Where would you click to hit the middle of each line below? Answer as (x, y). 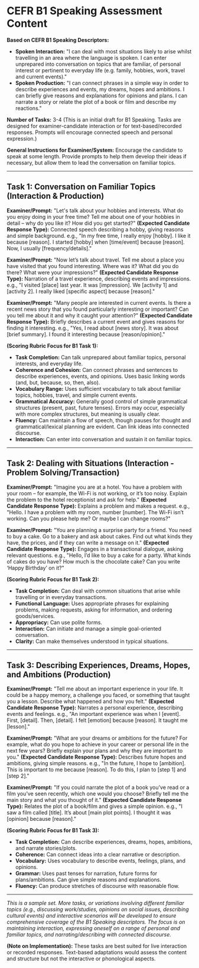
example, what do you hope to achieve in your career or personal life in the (98, 744)
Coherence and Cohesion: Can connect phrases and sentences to (97, 370)
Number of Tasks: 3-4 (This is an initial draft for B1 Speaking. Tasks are (94, 119)
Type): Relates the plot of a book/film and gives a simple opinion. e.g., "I (94, 806)
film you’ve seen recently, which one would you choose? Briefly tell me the (98, 794)
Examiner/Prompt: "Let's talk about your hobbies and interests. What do (95, 210)
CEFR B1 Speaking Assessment (85, 11)
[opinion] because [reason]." (42, 819)
